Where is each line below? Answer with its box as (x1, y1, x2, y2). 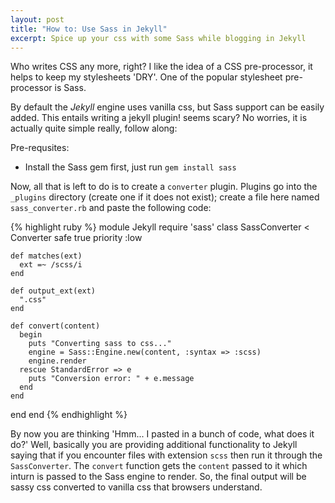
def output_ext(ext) (10, 286, 97, 296)
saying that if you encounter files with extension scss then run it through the (10, 449, 323, 461)
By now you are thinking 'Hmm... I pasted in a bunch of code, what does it (10, 428, 315, 440)
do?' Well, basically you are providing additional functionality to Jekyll (10, 439, 298, 451)
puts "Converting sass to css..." (28, 339, 172, 349)
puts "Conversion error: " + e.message (28, 374, 195, 384)
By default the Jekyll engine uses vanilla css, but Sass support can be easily (10, 101, 325, 113)
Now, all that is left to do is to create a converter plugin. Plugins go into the (10, 181, 318, 193)
